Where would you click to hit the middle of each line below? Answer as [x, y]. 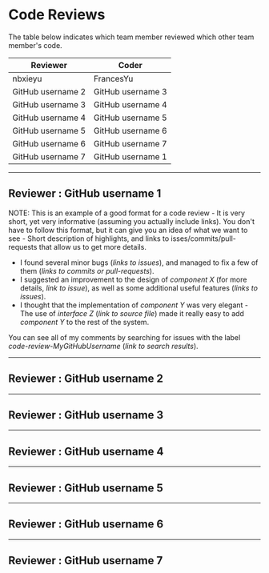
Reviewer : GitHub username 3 [86, 415]
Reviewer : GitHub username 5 [86, 488]
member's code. [35, 45]
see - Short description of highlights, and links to [89, 238]
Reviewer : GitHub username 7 [86, 561]
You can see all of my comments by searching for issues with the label [124, 337]
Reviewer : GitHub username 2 [86, 379]
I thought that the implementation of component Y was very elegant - [134, 305]
